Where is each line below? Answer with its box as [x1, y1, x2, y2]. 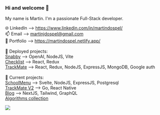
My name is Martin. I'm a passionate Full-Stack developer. [5, 16, 124, 22]
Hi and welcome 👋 [5, 4, 50, 11]
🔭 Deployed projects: [5, 49, 48, 55]
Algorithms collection [5, 95, 49, 101]
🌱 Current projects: [5, 75, 44, 81]
